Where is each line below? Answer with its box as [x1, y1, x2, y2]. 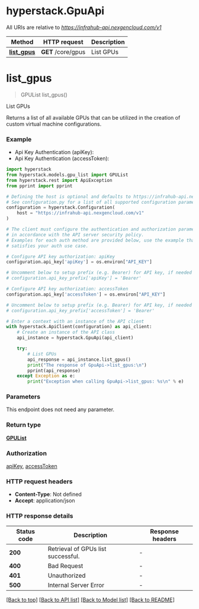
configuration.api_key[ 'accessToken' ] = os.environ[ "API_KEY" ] [6, 291, 166, 297]
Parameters [6, 393, 40, 401]
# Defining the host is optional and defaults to [6, 194, 131, 200]
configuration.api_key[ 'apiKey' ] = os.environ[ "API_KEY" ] [6, 259, 152, 265]
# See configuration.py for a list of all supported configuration [6, 199, 176, 205]
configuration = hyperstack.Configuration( [6, 204, 115, 211]
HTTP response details [6, 512, 73, 520]
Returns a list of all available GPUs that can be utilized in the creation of [6, 114, 181, 121]
